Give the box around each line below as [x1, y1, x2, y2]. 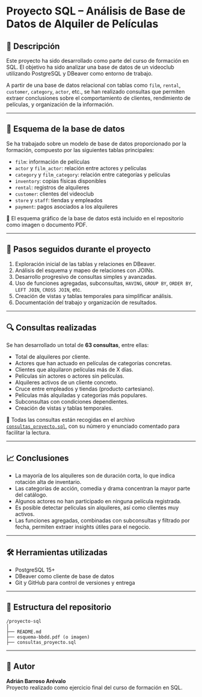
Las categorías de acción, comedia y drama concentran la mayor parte [14, 485, 191, 492]
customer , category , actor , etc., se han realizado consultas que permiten [6, 88, 185, 95]
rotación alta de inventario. [14, 479, 82, 486]
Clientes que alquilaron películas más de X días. [14, 366, 133, 374]
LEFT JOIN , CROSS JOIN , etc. [14, 285, 82, 293]
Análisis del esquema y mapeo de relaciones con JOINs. [14, 267, 155, 274]
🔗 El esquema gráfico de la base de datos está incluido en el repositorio [6, 214, 184, 221]
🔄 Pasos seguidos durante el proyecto [6, 244, 151, 255]
